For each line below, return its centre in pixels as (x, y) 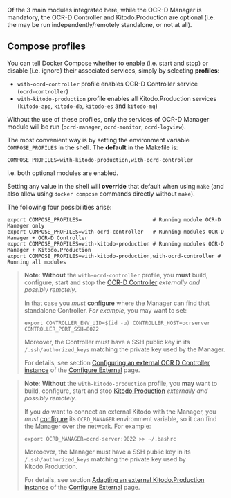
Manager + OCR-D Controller (48, 238)
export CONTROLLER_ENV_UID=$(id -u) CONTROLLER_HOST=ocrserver (117, 323)
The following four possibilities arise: (59, 207)
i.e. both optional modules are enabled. (63, 173)
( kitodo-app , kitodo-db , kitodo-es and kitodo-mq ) (87, 106)
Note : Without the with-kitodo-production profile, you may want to (121, 383)
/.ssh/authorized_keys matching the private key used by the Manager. (124, 349)
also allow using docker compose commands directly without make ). (101, 194)
